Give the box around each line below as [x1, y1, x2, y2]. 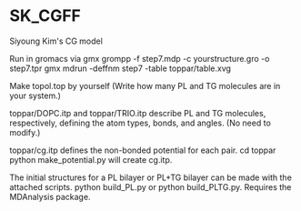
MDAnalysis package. [9, 191, 91, 202]
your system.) [9, 90, 62, 101]
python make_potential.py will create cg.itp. [9, 154, 173, 165]
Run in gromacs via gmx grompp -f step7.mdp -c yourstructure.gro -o [9, 53, 270, 64]
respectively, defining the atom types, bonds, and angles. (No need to [9, 117, 271, 128]
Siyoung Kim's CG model [9, 35, 103, 46]
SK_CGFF [9, 5, 82, 26]
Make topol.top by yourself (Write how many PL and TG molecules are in [9, 80, 281, 91]
